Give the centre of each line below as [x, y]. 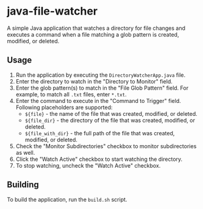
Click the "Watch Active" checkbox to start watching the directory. [99, 159]
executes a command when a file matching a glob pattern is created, [93, 34]
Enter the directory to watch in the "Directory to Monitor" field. [94, 81]
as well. [25, 152]
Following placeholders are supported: [64, 107]
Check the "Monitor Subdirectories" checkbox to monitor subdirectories [106, 146]
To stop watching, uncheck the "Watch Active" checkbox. [88, 165]
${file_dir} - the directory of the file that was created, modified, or [110, 120]
